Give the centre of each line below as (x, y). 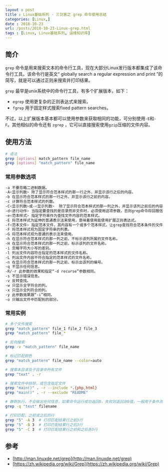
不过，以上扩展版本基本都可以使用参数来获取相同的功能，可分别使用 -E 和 (80, 118)
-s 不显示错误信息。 (23, 276)
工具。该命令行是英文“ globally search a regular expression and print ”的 (88, 74)
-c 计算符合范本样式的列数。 (31, 202)
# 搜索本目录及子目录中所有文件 (33, 370)
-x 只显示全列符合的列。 (27, 290)
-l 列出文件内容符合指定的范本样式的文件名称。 (48, 253)
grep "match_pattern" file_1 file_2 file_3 (51, 329)
